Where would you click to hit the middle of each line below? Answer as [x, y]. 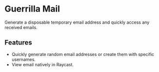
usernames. [24, 59]
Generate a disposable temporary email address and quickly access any [77, 22]
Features [18, 43]
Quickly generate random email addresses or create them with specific [83, 54]
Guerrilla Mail [32, 9]
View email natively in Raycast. [43, 64]
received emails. [21, 27]
